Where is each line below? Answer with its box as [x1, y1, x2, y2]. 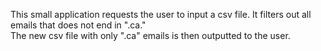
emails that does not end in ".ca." [10, 19, 147, 31]
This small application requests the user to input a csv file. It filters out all [10, 9, 312, 20]
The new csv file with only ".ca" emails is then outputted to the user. [10, 30, 291, 41]
